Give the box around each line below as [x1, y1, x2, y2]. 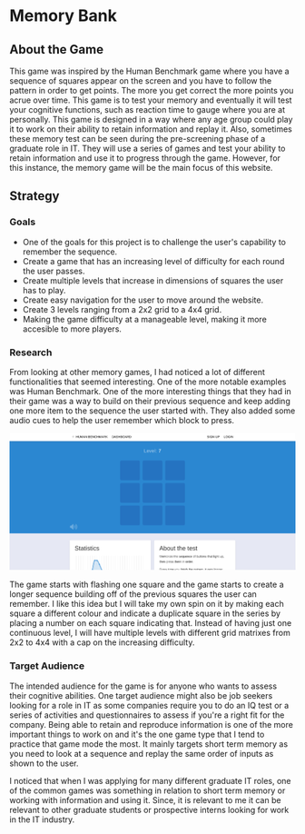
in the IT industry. [9, 814, 75, 825]
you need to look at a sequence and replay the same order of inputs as [9, 748, 274, 759]
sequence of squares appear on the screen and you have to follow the [9, 75, 272, 86]
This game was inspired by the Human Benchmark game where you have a [9, 65, 290, 76]
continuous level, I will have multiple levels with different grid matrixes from [9, 628, 290, 639]
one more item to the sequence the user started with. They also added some [9, 405, 296, 416]
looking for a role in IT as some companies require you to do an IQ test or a [9, 700, 290, 710]
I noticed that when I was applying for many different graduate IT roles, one [9, 775, 291, 786]
